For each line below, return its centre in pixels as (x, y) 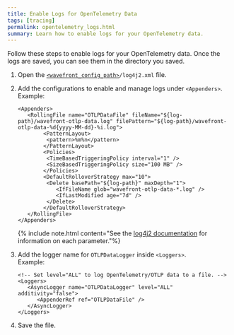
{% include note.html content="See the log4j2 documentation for (112, 233)
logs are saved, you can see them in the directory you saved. (96, 61)
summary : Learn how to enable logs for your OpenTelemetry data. (105, 34)
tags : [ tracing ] (31, 20)
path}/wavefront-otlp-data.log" (65, 122)
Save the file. (37, 325)
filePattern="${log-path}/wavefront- (171, 122)
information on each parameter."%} (69, 241)
